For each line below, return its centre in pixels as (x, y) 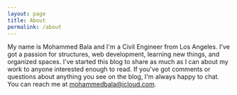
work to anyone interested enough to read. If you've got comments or (109, 69)
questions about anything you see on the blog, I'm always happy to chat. (114, 77)
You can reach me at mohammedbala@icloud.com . (82, 84)
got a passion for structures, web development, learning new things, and (114, 54)
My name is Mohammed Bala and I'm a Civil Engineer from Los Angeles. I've (119, 47)
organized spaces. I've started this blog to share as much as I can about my (118, 62)
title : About (27, 20)
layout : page (27, 14)
